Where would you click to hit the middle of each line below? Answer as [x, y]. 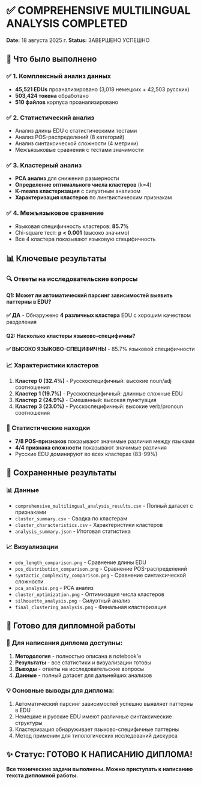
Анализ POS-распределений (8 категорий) [70, 137]
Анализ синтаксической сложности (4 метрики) [76, 143]
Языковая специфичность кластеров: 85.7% [72, 226]
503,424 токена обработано [52, 95]
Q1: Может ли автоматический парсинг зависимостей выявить [89, 295]
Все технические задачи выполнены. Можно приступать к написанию [100, 769]
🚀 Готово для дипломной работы [71, 626]
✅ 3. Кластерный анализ [44, 165]
